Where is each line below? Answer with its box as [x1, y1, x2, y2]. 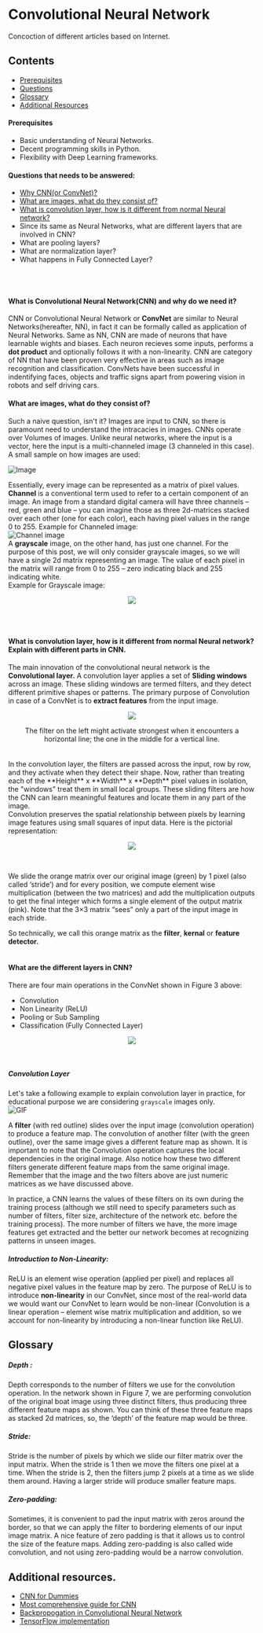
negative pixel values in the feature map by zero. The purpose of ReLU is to [8, 1282, 252, 1291]
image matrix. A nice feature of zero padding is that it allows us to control [8, 1531, 245, 1540]
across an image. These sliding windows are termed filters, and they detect [8, 679, 252, 689]
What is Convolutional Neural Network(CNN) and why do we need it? [8, 296, 237, 306]
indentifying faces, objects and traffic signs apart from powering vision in [8, 372, 246, 382]
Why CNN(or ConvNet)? [19, 188, 98, 197]
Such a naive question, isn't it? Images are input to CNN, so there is [8, 416, 226, 425]
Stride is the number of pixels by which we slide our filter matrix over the [8, 1451, 243, 1461]
